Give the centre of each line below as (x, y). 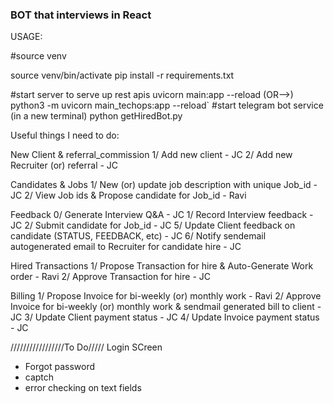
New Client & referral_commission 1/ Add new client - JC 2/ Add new (151, 155)
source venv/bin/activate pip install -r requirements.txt (122, 75)
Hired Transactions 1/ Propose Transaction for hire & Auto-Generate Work (162, 266)
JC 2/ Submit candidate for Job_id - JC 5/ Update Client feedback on (153, 225)
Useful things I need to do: (65, 135)
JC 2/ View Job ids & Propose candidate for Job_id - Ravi (128, 195)
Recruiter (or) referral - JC (64, 165)
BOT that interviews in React (81, 15)
